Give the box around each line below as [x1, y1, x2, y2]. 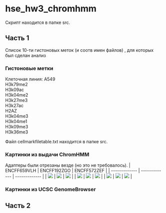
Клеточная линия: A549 [5, 76, 56, 82]
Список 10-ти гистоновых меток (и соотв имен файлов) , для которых [5, 47, 154, 53]
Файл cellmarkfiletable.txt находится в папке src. [5, 139, 108, 145]
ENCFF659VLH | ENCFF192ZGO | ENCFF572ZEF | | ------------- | [5, 168, 140, 174]
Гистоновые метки [5, 65, 54, 72]
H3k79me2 [5, 82, 28, 88]
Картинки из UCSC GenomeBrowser [5, 186, 96, 193]
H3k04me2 [5, 92, 28, 98]
